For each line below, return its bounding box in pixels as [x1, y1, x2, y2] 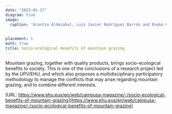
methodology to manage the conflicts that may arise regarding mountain [5, 76, 158, 82]
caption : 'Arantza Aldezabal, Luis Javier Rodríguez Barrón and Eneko [10, 22, 164, 27]
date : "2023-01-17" [5, 7, 47, 13]
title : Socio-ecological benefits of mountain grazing [5, 46, 125, 51]
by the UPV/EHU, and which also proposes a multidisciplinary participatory [5, 70, 163, 77]
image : [5, 17, 19, 22]
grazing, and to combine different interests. [5, 82, 97, 88]
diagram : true [5, 12, 36, 17]
